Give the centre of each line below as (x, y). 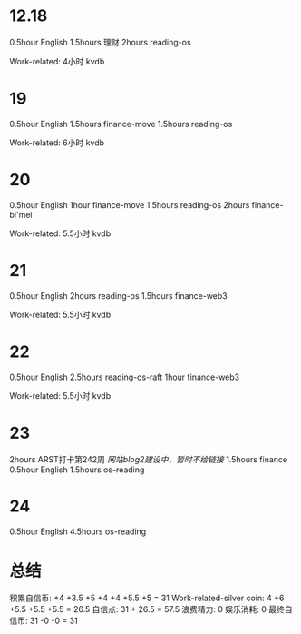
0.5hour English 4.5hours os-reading (78, 531)
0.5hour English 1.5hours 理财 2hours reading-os (101, 42)
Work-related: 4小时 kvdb (57, 61)
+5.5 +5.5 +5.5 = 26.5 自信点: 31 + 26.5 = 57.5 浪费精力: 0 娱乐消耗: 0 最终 (147, 609)
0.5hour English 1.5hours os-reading (77, 470)
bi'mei (21, 214)
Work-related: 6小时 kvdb (57, 143)
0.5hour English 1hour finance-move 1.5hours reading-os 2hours (130, 204)
